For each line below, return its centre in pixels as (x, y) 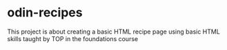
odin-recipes (45, 13)
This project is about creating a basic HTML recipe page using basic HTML (114, 32)
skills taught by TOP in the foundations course (73, 38)
